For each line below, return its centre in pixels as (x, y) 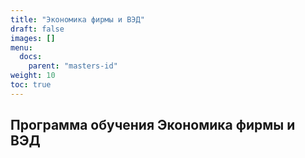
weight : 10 (33, 76)
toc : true (31, 85)
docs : (31, 57)
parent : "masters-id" (73, 66)
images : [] (33, 38)
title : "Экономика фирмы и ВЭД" (77, 19)
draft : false (37, 29)
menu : (21, 47)
